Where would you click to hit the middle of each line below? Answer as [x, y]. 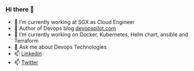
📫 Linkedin [28, 54]
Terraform [26, 41]
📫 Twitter [26, 62]
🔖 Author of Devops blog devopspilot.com [65, 28]
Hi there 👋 [20, 9]
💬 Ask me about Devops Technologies [60, 47]
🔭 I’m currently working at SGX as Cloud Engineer [74, 22]
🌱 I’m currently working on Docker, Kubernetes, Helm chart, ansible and [101, 35]
